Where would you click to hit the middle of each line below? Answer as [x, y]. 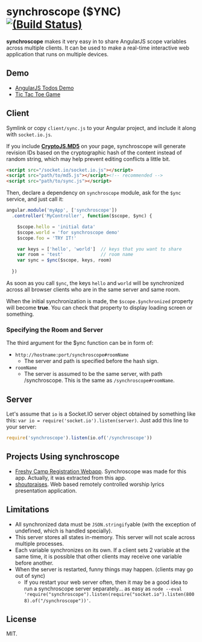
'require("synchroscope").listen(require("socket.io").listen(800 [109, 594]
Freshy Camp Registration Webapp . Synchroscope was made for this [101, 471]
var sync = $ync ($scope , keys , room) [65, 260]
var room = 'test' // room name [75, 255]
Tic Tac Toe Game [38, 94]
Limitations [28, 510]
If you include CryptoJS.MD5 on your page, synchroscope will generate [96, 146]
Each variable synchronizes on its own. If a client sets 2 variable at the [102, 550]
